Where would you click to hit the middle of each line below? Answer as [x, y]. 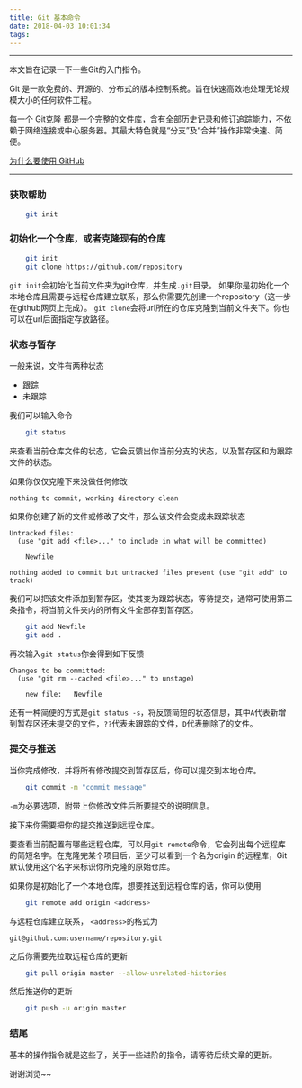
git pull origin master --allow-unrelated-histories [126, 973]
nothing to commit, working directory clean [94, 498]
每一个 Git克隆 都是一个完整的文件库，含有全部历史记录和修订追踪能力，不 [147, 119]
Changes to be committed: [58, 671]
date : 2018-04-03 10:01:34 [60, 26]
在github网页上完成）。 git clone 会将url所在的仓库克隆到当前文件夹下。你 [146, 307]
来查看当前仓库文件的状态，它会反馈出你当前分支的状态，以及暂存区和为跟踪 [151, 451]
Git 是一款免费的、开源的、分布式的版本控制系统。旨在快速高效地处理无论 [146, 89]
